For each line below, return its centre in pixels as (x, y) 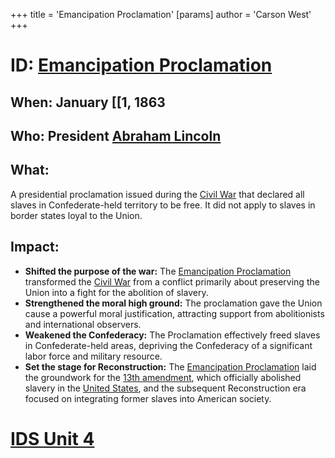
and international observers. (83, 324)
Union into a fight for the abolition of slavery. (116, 292)
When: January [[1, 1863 (88, 102)
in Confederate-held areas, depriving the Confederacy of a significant (168, 345)
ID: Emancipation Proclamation (141, 65)
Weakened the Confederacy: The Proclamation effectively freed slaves (172, 335)
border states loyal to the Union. (76, 215)
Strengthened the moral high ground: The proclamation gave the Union (173, 303)
